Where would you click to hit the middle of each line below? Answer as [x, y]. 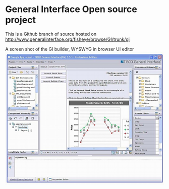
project [21, 20]
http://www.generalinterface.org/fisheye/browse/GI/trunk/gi [68, 39]
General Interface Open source [71, 9]
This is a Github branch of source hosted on [51, 34]
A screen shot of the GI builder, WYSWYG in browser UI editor [70, 49]
